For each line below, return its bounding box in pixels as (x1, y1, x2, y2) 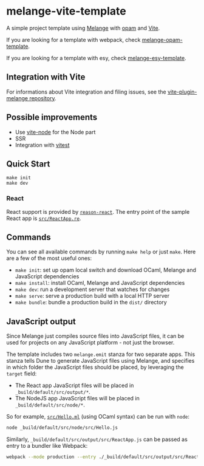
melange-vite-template (6, 4, 126, 18)
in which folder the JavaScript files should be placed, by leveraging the (6, 363, 184, 371)
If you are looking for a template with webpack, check (6, 36, 141, 43)
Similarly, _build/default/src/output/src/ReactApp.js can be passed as (6, 436, 188, 443)
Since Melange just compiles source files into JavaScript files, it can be (6, 332, 185, 340)
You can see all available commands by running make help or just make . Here (6, 248, 196, 256)
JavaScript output (6, 316, 76, 326)
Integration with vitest (15, 141, 70, 148)
